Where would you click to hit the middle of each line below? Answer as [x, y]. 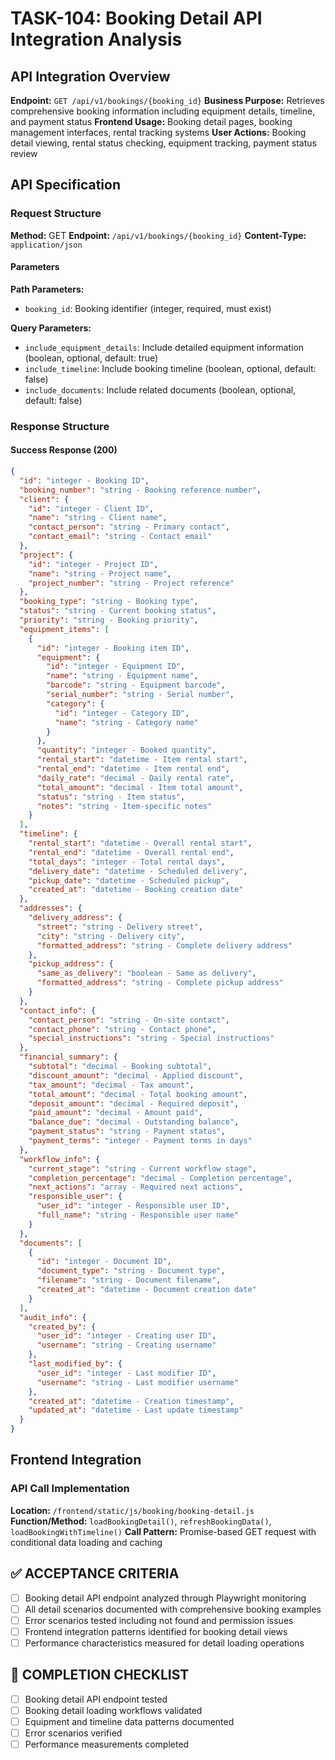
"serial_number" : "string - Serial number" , [140, 695]
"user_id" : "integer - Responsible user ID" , [133, 1206]
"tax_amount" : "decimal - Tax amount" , [111, 1085]
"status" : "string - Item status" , [111, 797]
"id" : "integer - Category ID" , [122, 713]
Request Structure [56, 214]
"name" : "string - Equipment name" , [122, 676]
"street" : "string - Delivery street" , [119, 927]
